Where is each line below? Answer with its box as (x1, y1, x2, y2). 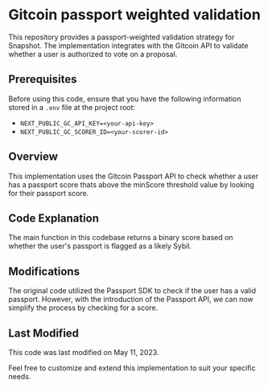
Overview (8, 150, 59, 164)
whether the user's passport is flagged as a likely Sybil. (8, 241, 192, 251)
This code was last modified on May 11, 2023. (8, 348, 159, 357)
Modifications (8, 264, 80, 278)
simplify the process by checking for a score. (8, 303, 159, 312)
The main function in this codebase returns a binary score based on (8, 233, 233, 243)
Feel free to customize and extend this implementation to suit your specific (8, 363, 256, 373)
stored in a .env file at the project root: (8, 102, 135, 112)
